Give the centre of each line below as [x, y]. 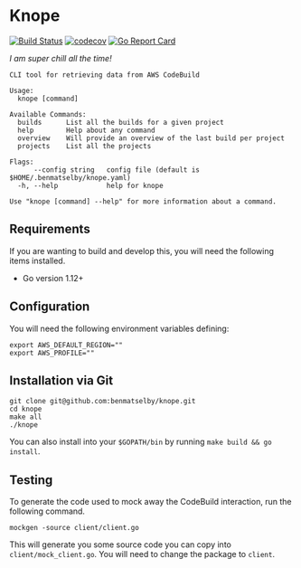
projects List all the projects [85, 146]
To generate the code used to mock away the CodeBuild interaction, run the [150, 502]
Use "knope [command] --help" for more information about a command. [143, 201]
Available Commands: [48, 114]
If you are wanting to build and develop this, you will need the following [141, 251]
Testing [31, 480]
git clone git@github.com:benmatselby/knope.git [103, 402]
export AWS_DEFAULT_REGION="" [66, 345]
